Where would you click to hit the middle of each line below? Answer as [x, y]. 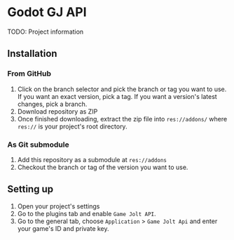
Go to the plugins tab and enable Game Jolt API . [87, 213]
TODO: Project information [46, 32]
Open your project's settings [58, 206]
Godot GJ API [47, 12]
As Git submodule [38, 145]
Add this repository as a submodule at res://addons [92, 159]
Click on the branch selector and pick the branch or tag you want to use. [122, 89]
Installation [32, 54]
